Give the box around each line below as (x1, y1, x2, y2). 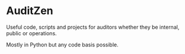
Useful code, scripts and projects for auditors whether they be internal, (6, 23, 180, 31)
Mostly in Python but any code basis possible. (6, 41, 119, 48)
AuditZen (6, 4, 53, 18)
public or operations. (6, 29, 58, 36)
